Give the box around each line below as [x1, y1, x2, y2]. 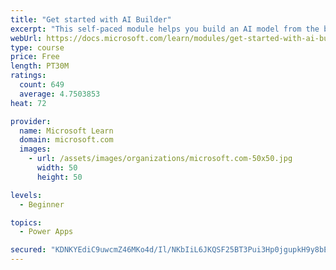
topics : [10, 217, 43, 228]
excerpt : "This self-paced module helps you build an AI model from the [10, 24, 320, 34]
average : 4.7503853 [19, 89, 101, 99]
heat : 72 [10, 98, 47, 108]
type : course [10, 42, 65, 53]
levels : [10, 190, 43, 200]
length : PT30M [10, 61, 70, 71]
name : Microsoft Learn [19, 126, 114, 136]
